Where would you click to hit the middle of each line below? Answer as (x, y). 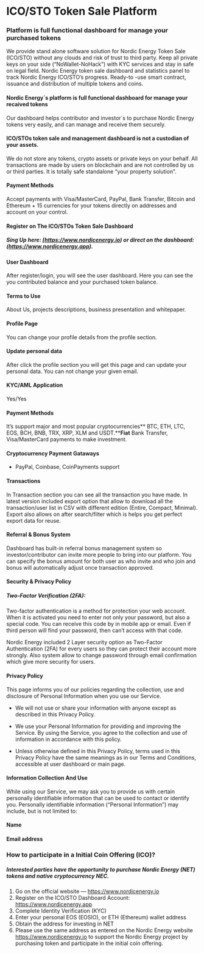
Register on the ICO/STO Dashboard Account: (72, 897)
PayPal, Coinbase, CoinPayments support (67, 467)
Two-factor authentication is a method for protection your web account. (97, 611)
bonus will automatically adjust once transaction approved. (80, 567)
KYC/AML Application (35, 385)
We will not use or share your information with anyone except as (96, 708)
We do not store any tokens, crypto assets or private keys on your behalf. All (102, 158)
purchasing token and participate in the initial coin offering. (89, 943)
